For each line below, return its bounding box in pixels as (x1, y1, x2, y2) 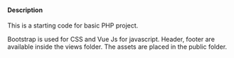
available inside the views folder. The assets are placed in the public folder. (7, 42, 228, 51)
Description (7, 6, 43, 14)
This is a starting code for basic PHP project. (7, 21, 139, 30)
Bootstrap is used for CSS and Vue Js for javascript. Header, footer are (7, 35, 216, 44)
